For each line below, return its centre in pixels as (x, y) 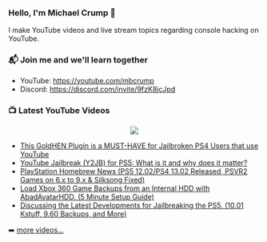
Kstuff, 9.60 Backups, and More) (73, 214)
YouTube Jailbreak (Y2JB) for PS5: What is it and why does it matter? (133, 163)
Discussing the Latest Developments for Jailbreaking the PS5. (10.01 (132, 205)
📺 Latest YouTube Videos (59, 110)
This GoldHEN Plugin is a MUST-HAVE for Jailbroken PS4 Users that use (139, 145)
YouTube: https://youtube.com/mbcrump (87, 80)
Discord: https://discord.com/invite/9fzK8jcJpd (98, 89)
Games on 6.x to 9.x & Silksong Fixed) (82, 179)
